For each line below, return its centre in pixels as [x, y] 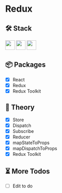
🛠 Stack [18, 28]
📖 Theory [20, 107]
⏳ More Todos [28, 171]
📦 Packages [25, 65]
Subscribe [23, 131]
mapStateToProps [31, 143]
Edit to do [22, 186]
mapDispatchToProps [35, 149]
